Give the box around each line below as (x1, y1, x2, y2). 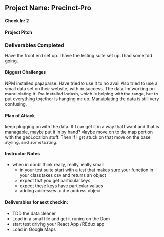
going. (5, 58, 18, 64)
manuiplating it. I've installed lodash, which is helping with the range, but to (5, 91, 158, 97)
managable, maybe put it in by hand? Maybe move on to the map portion (5, 129, 153, 135)
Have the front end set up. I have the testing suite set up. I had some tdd (5, 52, 152, 58)
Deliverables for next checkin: (5, 199, 68, 205)
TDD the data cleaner (12, 210, 56, 216)
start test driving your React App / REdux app (12, 221, 105, 227)
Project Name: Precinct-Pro (5, 4, 91, 12)
